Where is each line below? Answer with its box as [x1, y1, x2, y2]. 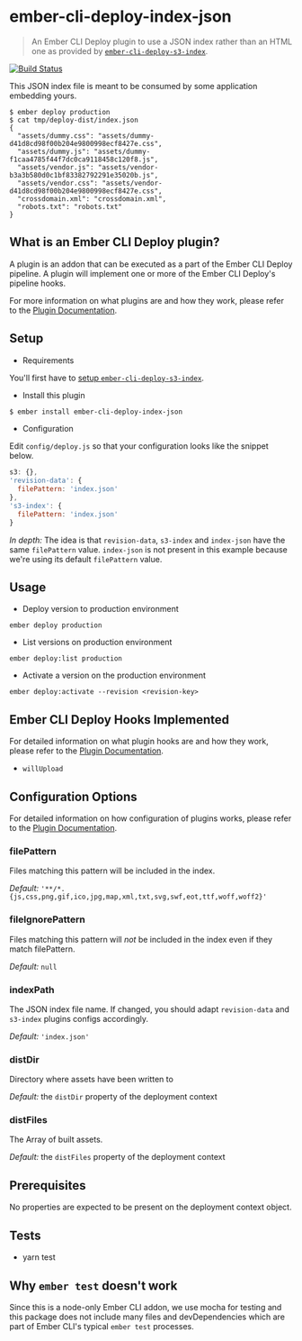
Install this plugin [22, 389, 85, 400]
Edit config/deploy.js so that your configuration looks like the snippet [9, 441, 269, 452]
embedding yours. [9, 90, 77, 101]
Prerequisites [9, 1178, 86, 1193]
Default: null [9, 961, 58, 972]
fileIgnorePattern [9, 913, 85, 926]
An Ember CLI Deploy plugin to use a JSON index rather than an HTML [31, 36, 293, 47]
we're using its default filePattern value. [9, 553, 163, 564]
